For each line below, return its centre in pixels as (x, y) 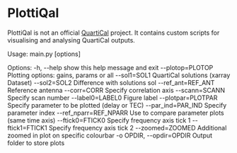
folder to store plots (36, 142)
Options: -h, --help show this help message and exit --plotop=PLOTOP (110, 67)
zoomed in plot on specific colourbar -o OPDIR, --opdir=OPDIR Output (110, 135)
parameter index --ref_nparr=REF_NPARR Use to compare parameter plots (116, 113)
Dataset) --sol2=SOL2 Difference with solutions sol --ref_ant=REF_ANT (111, 82)
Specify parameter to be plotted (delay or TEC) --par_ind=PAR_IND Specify (117, 105)
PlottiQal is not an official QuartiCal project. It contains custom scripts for (114, 33)
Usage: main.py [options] (44, 54)
